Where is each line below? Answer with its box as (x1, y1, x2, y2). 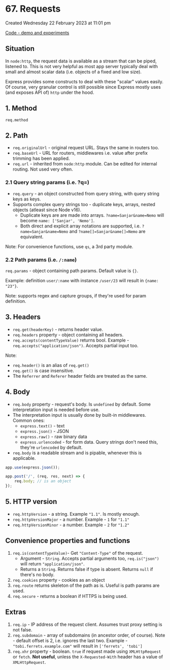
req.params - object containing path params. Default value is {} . (5, 267, 139, 274)
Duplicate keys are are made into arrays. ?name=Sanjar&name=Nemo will (20, 212, 164, 218)
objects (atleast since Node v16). (12, 207, 82, 213)
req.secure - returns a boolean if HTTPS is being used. (12, 593, 128, 599)
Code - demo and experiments (5, 29, 70, 36)
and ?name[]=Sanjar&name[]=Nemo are (69, 228, 146, 234)
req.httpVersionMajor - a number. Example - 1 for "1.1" (12, 516, 129, 522)
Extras (5, 608, 26, 617)
